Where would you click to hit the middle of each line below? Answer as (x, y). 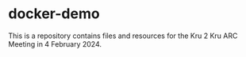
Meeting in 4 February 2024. (55, 44)
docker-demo (54, 14)
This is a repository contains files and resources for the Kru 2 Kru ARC (123, 36)
